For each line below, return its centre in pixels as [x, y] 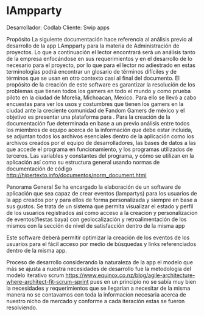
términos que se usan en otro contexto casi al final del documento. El [93, 78]
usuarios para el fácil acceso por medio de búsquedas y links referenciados [101, 244]
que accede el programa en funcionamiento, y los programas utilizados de [100, 149]
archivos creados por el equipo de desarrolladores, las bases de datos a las [101, 142]
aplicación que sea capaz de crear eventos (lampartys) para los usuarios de [102, 193]
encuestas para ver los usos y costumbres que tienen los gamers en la [95, 104]
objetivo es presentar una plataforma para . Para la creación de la [88, 117]
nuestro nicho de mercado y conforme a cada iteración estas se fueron [96, 301]
